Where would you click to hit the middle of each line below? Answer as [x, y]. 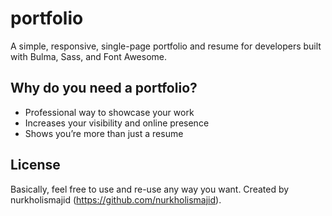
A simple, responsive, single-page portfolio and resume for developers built [166, 46]
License [35, 165]
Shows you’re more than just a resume [104, 133]
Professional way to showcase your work [109, 112]
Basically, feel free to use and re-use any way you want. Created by [150, 189]
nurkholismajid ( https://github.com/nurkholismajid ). [116, 199]
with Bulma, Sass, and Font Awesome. [89, 56]
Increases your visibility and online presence [117, 123]
